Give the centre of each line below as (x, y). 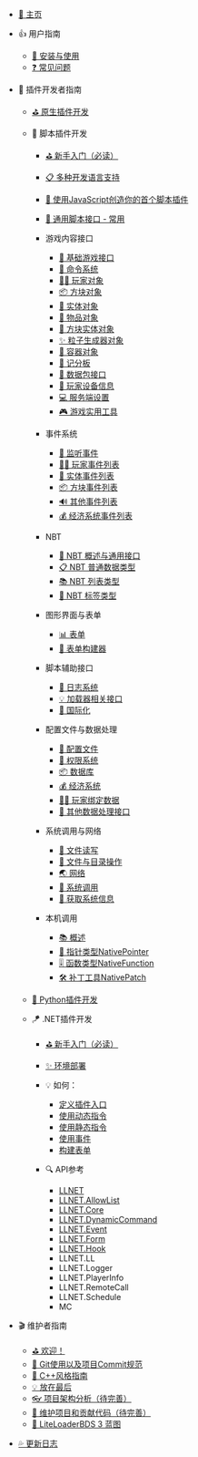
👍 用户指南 (39, 34)
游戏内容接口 (69, 238)
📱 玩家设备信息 (87, 386)
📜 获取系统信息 (87, 899)
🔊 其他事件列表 (88, 501)
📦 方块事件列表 (88, 487)
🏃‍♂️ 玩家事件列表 (89, 465)
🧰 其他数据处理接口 (94, 811)
